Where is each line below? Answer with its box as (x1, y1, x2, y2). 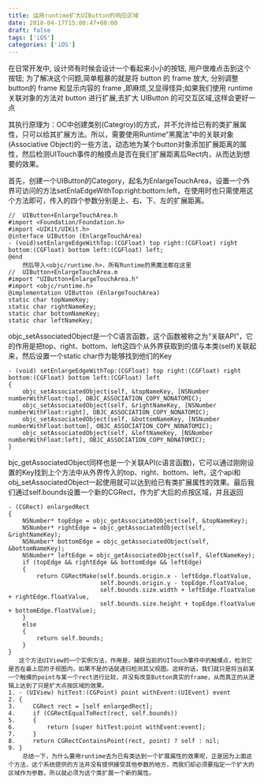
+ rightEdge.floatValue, (8, 593, 90, 601)
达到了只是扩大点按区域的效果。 (19, 682, 109, 690)
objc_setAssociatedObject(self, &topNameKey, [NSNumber (22, 388, 210, 396)
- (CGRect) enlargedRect (8, 503, 90, 512)
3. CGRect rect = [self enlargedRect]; (8, 703, 154, 711)
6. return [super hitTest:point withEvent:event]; (8, 723, 206, 731)
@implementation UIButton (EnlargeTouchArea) (8, 289, 160, 297)
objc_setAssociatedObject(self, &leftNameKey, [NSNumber (22, 430, 214, 437)
